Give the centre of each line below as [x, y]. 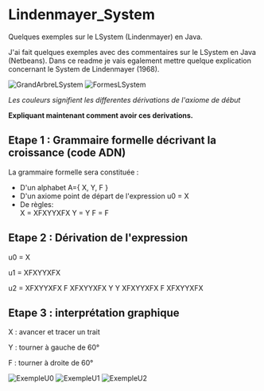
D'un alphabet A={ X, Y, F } [64, 187]
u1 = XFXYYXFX [35, 272]
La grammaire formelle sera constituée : [74, 172]
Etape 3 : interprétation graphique [94, 313]
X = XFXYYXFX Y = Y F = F [64, 213]
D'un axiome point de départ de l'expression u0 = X [104, 196]
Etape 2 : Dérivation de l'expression [98, 238]
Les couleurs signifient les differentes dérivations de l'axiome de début [124, 100]
